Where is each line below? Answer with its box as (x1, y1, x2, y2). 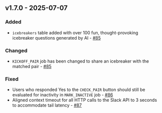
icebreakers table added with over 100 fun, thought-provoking (12, 29, 138, 36)
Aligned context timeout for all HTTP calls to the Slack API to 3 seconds (12, 97, 157, 103)
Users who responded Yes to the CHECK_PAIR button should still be (12, 87, 146, 92)
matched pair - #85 (12, 63, 52, 69)
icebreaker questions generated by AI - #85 (12, 35, 101, 41)
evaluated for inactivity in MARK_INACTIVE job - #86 (12, 92, 113, 98)
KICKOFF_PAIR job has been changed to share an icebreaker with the (12, 58, 149, 64)
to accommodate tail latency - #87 (12, 102, 82, 108)
